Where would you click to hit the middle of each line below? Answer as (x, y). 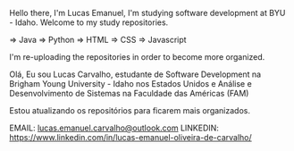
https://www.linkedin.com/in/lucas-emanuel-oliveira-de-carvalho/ (130, 137)
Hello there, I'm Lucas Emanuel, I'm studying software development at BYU (147, 13)
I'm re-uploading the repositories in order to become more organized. (137, 57)
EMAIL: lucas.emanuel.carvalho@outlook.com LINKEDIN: (114, 128)
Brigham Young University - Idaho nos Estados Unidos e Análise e (130, 84)
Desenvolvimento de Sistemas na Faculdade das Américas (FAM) (129, 93)
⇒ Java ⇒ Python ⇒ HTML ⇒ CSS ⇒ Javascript (98, 40)
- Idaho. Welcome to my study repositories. (89, 22)
